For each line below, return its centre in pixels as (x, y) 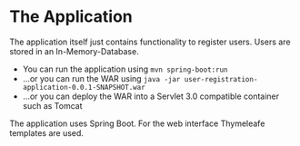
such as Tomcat (53, 105)
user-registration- (221, 79)
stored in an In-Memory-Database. (74, 51)
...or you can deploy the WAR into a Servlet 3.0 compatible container (151, 96)
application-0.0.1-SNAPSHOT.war (84, 87)
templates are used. (47, 132)
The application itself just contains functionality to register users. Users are (150, 42)
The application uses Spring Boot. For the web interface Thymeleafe (137, 123)
